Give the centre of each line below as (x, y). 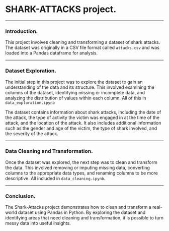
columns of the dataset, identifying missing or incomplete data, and (75, 92)
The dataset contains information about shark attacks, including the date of (83, 112)
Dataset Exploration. (31, 71)
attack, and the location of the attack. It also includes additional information (83, 123)
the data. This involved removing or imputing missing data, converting (77, 167)
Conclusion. (20, 196)
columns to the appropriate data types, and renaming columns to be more (82, 173)
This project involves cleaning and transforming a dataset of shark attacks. (83, 42)
